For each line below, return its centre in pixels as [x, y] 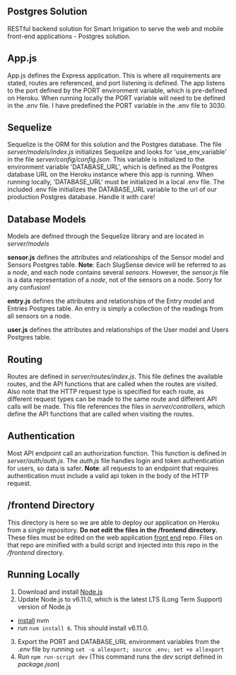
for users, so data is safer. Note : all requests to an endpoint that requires [113, 468]
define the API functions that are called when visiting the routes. [101, 414]
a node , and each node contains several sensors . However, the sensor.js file [118, 273]
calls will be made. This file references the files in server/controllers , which [116, 407]
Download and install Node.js [60, 592]
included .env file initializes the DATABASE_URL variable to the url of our [112, 189]
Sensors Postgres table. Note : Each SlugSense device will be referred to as [117, 265]
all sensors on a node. [40, 316]
